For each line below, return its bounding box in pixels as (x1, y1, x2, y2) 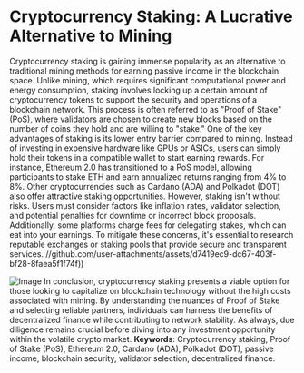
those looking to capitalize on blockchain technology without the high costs (9, 285, 292, 296)
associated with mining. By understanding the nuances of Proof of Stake (9, 295, 280, 306)
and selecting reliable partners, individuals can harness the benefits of (9, 304, 273, 315)
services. (9, 248, 44, 260)
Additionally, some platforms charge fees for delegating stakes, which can (9, 220, 287, 231)
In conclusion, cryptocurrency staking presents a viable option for (44, 275, 290, 287)
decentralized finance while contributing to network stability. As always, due (9, 314, 295, 325)
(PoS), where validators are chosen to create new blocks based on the (9, 113, 272, 124)
